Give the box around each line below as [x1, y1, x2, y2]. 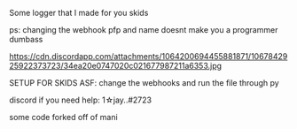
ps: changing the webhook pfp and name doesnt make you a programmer [9, 25, 278, 34]
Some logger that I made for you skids [9, 8, 149, 18]
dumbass [9, 34, 43, 44]
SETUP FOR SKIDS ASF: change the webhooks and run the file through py [9, 78, 279, 87]
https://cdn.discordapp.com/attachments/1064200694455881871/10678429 [9, 51, 288, 61]
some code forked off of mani [9, 112, 118, 122]
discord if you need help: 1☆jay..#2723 [9, 95, 152, 105]
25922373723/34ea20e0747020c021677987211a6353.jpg [9, 61, 223, 71]
